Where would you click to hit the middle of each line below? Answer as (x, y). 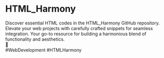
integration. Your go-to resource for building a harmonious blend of (76, 34)
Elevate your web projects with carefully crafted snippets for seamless (79, 28)
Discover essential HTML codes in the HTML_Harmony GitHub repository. (83, 23)
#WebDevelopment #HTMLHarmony (44, 50)
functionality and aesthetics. (35, 39)
